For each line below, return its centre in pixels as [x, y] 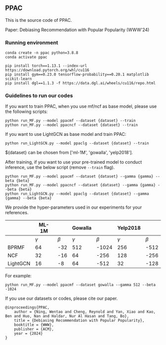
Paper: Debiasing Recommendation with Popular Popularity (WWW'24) [77, 30]
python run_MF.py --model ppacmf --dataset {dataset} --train [70, 121]
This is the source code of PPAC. [39, 20]
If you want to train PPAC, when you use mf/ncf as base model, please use [81, 107]
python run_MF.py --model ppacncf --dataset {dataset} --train [72, 125]
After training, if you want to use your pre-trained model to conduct [74, 162]
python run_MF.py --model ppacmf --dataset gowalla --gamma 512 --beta [80, 285]
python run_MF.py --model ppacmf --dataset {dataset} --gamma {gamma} [79, 176]
